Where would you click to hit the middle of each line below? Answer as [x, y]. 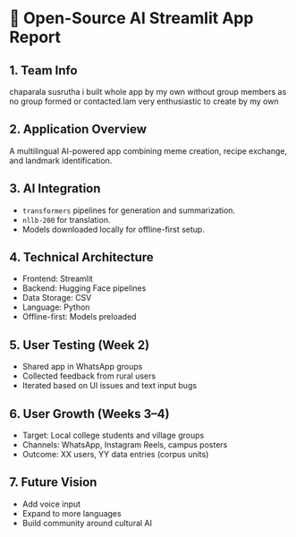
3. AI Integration [55, 188]
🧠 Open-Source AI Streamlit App [131, 18]
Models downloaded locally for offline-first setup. [114, 229]
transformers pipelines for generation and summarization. [128, 210]
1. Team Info [43, 70]
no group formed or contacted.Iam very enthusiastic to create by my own [144, 101]
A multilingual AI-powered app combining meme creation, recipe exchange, [148, 150]
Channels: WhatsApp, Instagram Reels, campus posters [125, 445]
